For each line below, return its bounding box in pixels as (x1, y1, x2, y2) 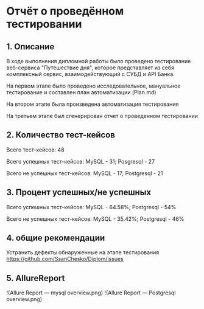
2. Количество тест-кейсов (6, 130, 116, 141)
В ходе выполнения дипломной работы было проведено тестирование (6, 58, 191, 64)
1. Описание (6, 41, 55, 52)
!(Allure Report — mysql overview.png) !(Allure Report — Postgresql (6, 289, 176, 296)
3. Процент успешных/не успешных (6, 187, 151, 198)
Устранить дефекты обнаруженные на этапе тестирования (6, 249, 160, 256)
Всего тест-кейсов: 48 (6, 146, 65, 153)
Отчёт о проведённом (6, 4, 124, 18)
